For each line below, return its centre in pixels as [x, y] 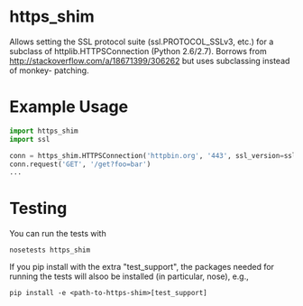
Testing [38, 209]
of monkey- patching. [49, 70]
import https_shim [44, 131]
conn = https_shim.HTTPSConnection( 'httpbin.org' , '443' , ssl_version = [147, 155]
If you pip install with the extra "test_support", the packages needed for [142, 267]
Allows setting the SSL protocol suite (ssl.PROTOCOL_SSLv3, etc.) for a [142, 42]
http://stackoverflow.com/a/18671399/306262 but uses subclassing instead [150, 60]
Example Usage [69, 107]
